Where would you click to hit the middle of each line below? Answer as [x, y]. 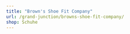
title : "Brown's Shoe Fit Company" [49, 11]
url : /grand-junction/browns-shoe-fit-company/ [65, 17]
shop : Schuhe [22, 22]
